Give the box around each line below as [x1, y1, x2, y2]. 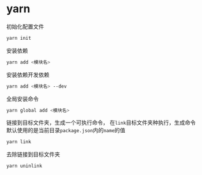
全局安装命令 [6, 95, 39, 102]
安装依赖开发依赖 [6, 71, 50, 78]
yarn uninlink [6, 163, 43, 169]
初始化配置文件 [6, 23, 44, 30]
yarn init [6, 35, 32, 41]
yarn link [6, 139, 32, 145]
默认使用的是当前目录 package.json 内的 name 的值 [6, 127, 125, 134]
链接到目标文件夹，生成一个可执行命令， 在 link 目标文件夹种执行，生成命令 [6, 119, 196, 127]
